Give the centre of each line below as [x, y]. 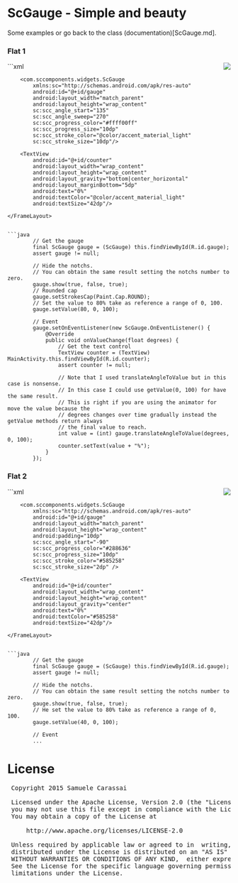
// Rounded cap [55, 291]
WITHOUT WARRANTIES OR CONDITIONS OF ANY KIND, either [110, 859]
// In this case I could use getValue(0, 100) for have [142, 390]
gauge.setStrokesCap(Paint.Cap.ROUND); [92, 297]
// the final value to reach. [102, 427]
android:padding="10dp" [68, 536]
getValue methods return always [55, 421]
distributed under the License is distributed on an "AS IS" [119, 852]
